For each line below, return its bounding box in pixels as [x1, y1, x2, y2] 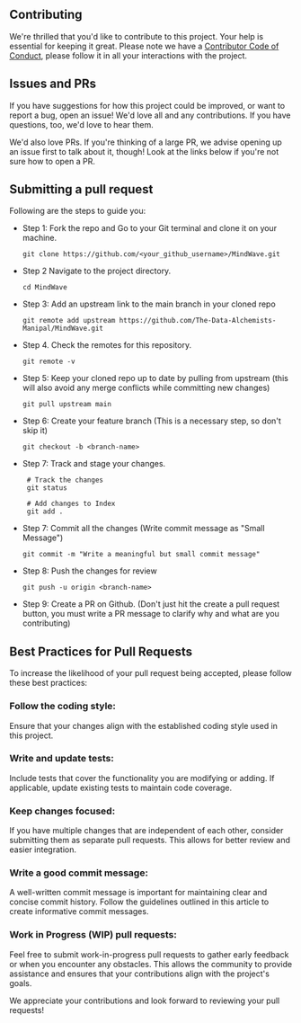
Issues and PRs [9, 76, 97, 92]
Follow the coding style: [9, 700, 117, 713]
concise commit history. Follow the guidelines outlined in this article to [9, 896, 270, 907]
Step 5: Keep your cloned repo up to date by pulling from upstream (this [22, 373, 289, 384]
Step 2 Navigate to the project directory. [22, 265, 172, 277]
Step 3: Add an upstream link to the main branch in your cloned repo [22, 298, 276, 309]
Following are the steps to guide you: [9, 206, 146, 217]
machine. [22, 233, 58, 244]
